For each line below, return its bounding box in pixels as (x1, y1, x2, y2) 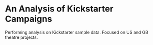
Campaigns (5, 13, 52, 24)
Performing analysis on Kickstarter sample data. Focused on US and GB (5, 29, 149, 35)
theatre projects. (5, 34, 38, 40)
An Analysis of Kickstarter (5, 3, 114, 14)
